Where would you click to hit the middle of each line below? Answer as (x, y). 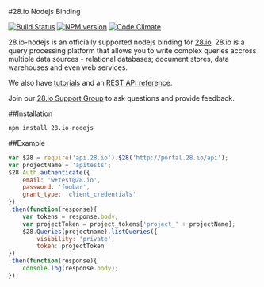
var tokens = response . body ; (71, 216)
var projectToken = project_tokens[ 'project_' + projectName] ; (129, 224)
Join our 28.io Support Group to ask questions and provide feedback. (122, 98)
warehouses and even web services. (68, 67)
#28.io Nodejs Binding (44, 11)
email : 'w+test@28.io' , (62, 180)
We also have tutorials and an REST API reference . (90, 83)
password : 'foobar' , (56, 187)
